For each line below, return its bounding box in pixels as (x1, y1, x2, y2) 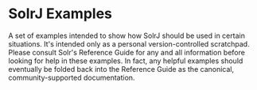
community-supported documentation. (8, 73, 135, 82)
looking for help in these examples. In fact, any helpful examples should (8, 56, 243, 66)
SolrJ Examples (8, 5, 113, 23)
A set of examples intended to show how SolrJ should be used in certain (8, 31, 245, 40)
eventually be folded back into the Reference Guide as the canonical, (8, 64, 235, 73)
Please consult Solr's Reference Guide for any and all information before (8, 47, 245, 57)
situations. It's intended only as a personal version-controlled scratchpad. (8, 39, 250, 48)
